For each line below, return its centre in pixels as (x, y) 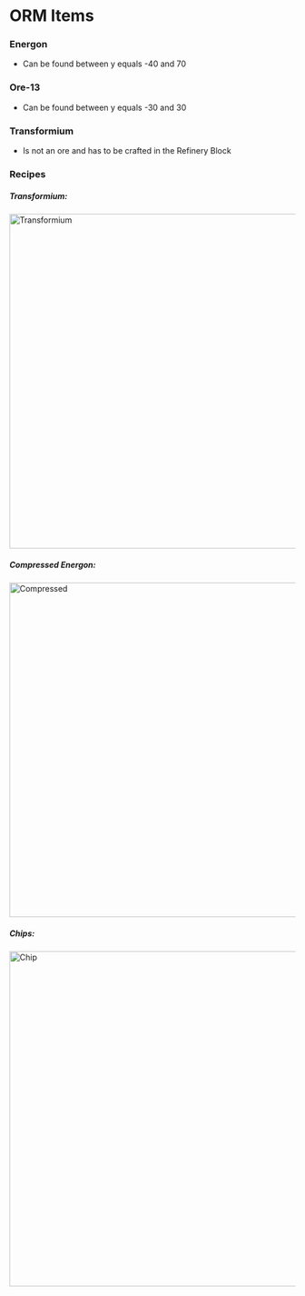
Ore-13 (25, 87)
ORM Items (52, 16)
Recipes (28, 174)
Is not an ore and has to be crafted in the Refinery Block (127, 151)
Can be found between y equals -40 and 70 (104, 64)
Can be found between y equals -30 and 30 (104, 107)
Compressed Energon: (53, 564)
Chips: (22, 933)
